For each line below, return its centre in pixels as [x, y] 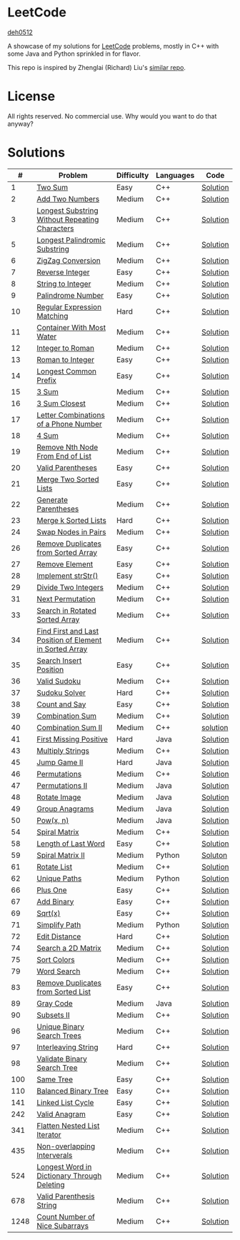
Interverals [55, 1155]
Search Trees [59, 1035]
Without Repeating [68, 219]
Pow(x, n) [53, 820]
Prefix [47, 380]
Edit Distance [59, 936]
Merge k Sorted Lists [72, 520]
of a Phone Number [69, 424]
